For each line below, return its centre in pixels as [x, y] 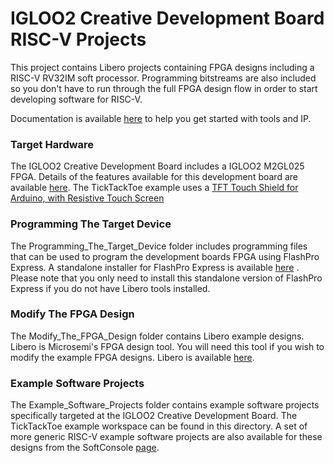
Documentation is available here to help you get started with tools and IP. [161, 118]
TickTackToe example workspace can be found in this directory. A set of [159, 426]
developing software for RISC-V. [76, 99]
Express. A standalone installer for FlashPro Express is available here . [155, 267]
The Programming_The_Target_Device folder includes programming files [159, 246]
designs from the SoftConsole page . [85, 448]
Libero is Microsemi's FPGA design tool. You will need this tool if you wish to [167, 346]
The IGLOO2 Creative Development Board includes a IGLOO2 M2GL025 [157, 166]
